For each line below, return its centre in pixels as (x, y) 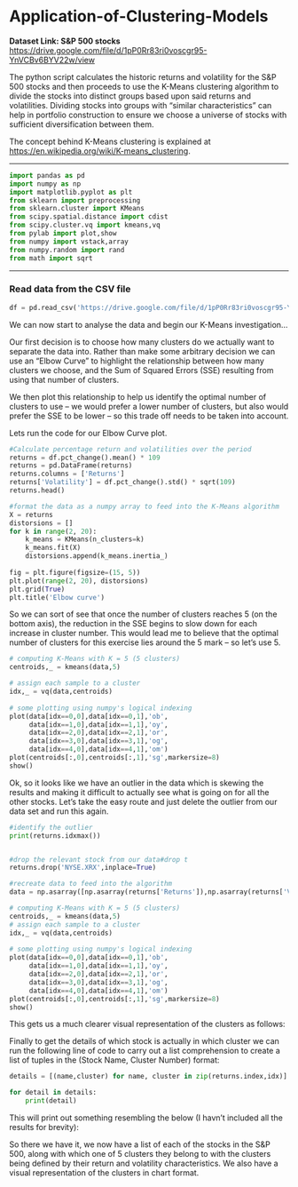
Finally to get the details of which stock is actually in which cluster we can (144, 1041)
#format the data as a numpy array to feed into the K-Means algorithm (144, 506)
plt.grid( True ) (37, 589)
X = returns (31, 514)
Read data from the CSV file (70, 289)
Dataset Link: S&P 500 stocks (65, 41)
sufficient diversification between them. (82, 124)
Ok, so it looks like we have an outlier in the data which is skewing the (137, 783)
